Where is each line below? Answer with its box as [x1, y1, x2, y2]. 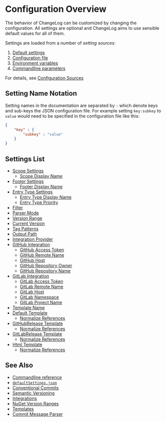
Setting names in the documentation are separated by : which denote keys [5, 103, 158, 108]
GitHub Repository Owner [19, 263, 72, 268]
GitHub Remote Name [19, 252, 64, 258]
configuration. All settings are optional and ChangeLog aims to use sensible [5, 25, 160, 31]
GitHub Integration [12, 241, 51, 247]
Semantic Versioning [12, 390, 55, 396]
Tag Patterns [12, 225, 39, 231]
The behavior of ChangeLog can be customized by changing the [5, 20, 137, 26]
